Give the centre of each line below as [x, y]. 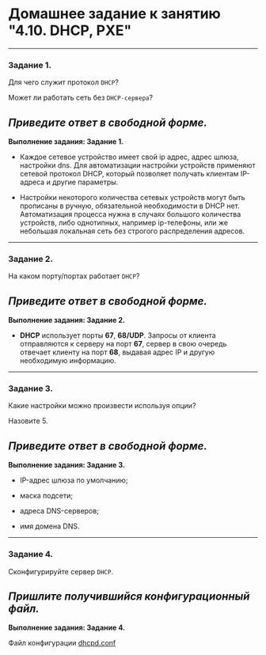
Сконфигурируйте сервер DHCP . [61, 571]
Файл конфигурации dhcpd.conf [62, 643]
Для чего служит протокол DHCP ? [63, 82]
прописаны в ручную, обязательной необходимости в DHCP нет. [129, 206]
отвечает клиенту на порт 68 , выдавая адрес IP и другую [117, 352]
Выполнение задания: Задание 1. [66, 142]
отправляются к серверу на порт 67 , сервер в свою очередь [123, 344]
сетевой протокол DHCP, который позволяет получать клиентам [129, 174]
